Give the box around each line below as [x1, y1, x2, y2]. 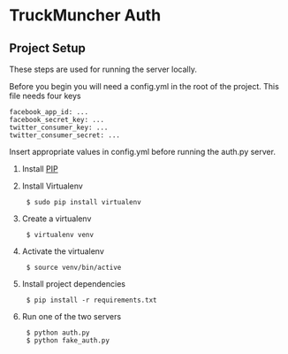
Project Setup [9, 41, 87, 56]
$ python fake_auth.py [26, 336, 110, 345]
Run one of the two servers [21, 312, 122, 321]
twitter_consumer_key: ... [9, 123, 109, 132]
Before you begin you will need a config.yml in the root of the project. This [9, 81, 280, 91]
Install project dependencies [21, 279, 126, 289]
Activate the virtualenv [21, 246, 104, 257]
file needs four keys [9, 90, 81, 101]
